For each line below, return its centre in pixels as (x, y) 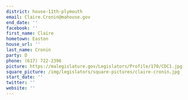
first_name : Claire (30, 34)
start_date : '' (25, 77)
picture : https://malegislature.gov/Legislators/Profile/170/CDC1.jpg (94, 66)
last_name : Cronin (28, 50)
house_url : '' (23, 45)
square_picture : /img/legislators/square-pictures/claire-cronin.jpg (93, 72)
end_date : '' (22, 22)
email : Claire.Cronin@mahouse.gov (48, 17)
